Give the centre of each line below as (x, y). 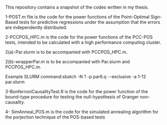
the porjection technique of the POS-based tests (55, 117)
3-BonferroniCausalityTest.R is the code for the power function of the (77, 91)
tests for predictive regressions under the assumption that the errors (90, 22)
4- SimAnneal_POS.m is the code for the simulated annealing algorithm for (82, 112)
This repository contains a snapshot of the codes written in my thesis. (77, 7)
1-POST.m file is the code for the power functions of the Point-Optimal (77, 17)
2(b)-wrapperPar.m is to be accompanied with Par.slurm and (67, 62)
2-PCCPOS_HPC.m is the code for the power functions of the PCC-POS (79, 37)
